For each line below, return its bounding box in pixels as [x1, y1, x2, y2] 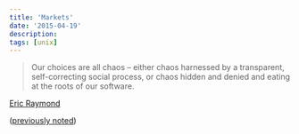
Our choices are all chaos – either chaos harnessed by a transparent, [30, 62, 285, 73]
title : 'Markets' [9, 12, 74, 22]
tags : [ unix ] [9, 37, 58, 47]
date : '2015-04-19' [9, 21, 82, 30]
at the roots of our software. [30, 81, 135, 91]
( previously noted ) [9, 115, 78, 126]
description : [9, 29, 58, 38]
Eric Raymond [9, 99, 61, 109]
